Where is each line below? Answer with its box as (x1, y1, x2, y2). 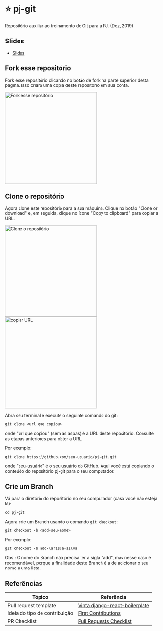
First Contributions (78, 610, 121, 616)
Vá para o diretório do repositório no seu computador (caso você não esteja (5, 496, 158, 502)
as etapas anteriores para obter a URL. (5, 436, 83, 442)
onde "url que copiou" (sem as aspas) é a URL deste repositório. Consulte (5, 430, 154, 437)
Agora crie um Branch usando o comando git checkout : (5, 519, 118, 525)
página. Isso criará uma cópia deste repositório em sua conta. (5, 82, 129, 88)
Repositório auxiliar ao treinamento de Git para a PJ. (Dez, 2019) (5, 22, 133, 29)
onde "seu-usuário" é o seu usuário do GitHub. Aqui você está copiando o (5, 463, 155, 469)
